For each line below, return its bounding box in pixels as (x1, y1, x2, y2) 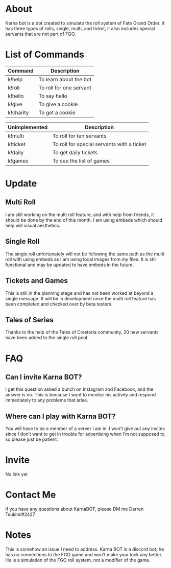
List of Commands (5, 49, 84, 60)
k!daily (8, 149, 24, 156)
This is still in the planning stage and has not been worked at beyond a (5, 290, 154, 296)
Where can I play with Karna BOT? (5, 412, 116, 420)
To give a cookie (38, 101, 78, 108)
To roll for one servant (38, 84, 92, 91)
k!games (8, 157, 29, 164)
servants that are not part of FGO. (5, 31, 77, 37)
